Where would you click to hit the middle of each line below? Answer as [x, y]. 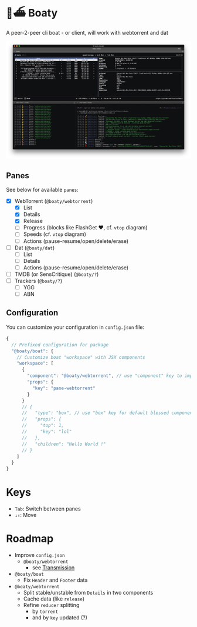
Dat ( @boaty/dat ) [35, 248]
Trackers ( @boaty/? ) [38, 281]
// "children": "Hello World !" [64, 444]
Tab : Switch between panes [47, 509]
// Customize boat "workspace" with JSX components [81, 357]
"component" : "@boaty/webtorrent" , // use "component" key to [105, 376]
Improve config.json [40, 555]
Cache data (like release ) [54, 599]
